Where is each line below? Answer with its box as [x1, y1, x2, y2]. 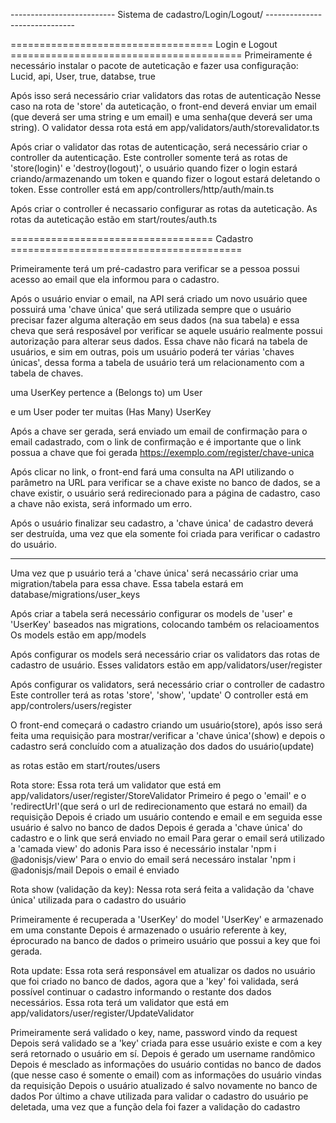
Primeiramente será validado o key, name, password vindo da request [10, 1027, 298, 1038]
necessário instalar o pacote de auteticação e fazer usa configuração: [10, 60, 299, 71]
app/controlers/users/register [10, 700, 132, 711]
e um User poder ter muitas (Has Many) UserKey [10, 406, 212, 418]
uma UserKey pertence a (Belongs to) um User [10, 387, 203, 398]
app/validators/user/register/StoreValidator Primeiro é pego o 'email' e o [10, 790, 307, 801]
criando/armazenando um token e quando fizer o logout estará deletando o [10, 173, 321, 184]
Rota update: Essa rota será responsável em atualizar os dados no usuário [10, 965, 316, 976]
